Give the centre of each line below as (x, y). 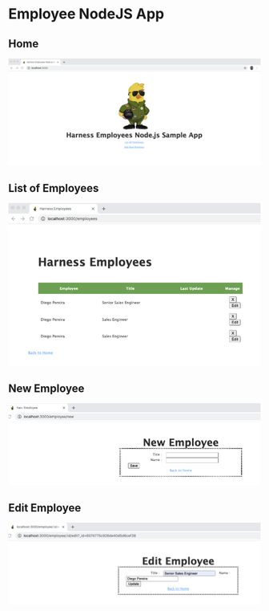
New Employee (46, 388)
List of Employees (54, 188)
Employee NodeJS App (86, 14)
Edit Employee (45, 508)
